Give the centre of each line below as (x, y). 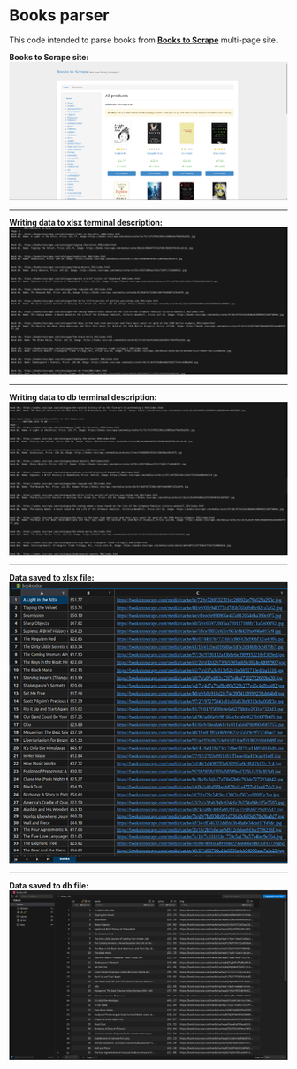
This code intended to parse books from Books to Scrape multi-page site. (144, 40)
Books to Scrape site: (49, 57)
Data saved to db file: (49, 886)
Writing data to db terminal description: (83, 397)
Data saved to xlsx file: (52, 578)
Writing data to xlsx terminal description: (86, 222)
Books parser (59, 15)
